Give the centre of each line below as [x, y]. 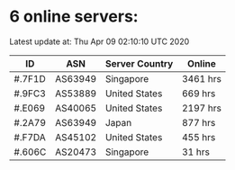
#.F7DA [30, 137]
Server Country [139, 63]
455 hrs [199, 137]
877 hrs [199, 122]
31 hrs [195, 152]
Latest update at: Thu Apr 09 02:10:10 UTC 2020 [99, 41]
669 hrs [199, 94]
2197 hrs [202, 108]
